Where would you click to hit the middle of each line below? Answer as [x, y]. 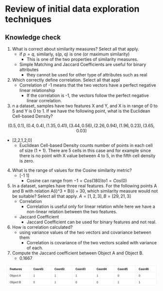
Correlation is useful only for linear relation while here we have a [91, 206]
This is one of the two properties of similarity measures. [82, 59]
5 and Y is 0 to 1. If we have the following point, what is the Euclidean [81, 111]
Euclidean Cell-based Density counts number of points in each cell [86, 145]
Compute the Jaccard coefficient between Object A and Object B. [78, 253]
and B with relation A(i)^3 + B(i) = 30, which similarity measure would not [85, 191]
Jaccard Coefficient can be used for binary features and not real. [91, 222]
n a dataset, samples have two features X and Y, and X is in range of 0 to [85, 106]
